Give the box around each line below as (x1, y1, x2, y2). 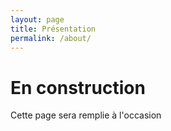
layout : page (10, 14, 65, 25)
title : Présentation (10, 24, 97, 34)
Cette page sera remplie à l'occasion (10, 109, 162, 121)
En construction (10, 76, 146, 99)
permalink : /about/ (10, 33, 92, 43)
